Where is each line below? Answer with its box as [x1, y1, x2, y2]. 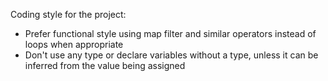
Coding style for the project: [10, 9, 127, 20]
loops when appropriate [24, 39, 124, 50]
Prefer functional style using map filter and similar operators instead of [24, 28, 317, 39]
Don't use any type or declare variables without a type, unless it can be [24, 49, 319, 61]
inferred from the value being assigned [24, 60, 186, 71]
